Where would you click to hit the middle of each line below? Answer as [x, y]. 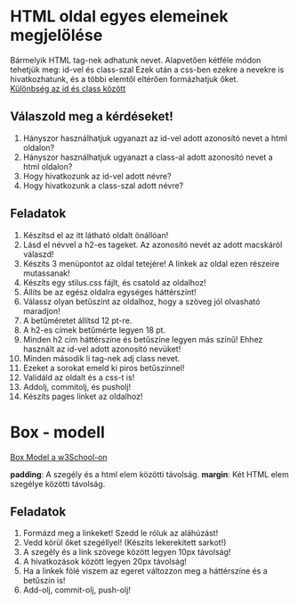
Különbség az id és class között [68, 88]
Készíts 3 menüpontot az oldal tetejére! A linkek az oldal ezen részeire [151, 263]
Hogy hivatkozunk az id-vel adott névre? [97, 176]
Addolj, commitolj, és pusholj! [77, 386]
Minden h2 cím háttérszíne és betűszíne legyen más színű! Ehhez [143, 339]
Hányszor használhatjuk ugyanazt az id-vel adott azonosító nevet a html [155, 138]
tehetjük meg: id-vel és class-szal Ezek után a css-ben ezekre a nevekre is [147, 70]
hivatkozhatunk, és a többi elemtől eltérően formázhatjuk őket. [125, 79]
